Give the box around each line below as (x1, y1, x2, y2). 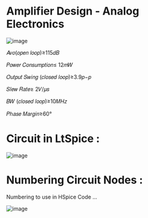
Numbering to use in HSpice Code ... (6, 193, 98, 200)
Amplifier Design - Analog (6, 4, 140, 18)
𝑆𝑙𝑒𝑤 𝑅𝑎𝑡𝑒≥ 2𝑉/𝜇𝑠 (6, 85, 50, 92)
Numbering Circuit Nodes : (6, 173, 143, 187)
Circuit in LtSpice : (6, 132, 100, 146)
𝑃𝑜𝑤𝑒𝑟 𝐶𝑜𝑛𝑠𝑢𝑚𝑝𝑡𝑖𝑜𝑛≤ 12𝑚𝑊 (6, 61, 74, 68)
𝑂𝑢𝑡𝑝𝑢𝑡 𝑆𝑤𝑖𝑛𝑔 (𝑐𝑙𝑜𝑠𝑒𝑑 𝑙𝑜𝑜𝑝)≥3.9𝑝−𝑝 (6, 73, 92, 80)
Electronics (6, 17, 65, 31)
